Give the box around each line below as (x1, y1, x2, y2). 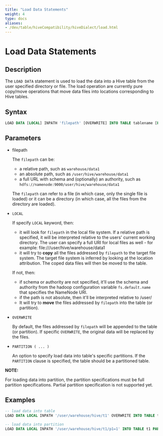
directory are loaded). (12, 201, 56, 207)
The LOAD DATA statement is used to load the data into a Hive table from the (5, 78, 154, 84)
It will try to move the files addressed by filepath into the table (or (19, 300, 153, 305)
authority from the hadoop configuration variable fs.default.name (19, 284, 151, 290)
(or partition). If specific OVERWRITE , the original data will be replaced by (12, 329, 154, 335)
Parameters (5, 134, 41, 142)
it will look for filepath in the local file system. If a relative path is (19, 229, 150, 235)
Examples (5, 396, 35, 404)
